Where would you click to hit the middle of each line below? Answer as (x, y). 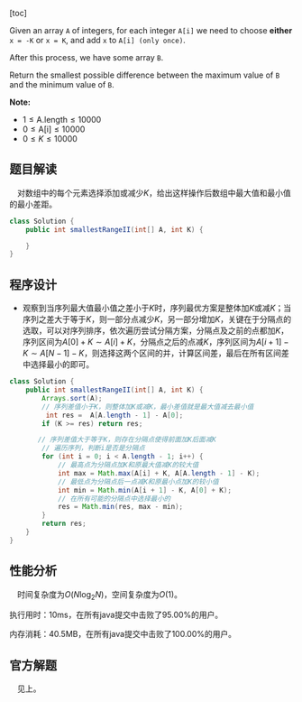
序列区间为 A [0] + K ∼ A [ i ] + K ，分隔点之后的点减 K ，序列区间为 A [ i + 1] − (156, 342)
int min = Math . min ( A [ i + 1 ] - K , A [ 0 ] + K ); (145, 490)
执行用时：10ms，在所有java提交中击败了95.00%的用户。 (116, 615)
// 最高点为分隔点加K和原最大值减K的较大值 (128, 465)
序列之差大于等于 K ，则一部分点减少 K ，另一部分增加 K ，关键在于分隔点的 (157, 319)
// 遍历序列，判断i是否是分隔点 (94, 448)
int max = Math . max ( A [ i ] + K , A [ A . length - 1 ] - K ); (159, 473)
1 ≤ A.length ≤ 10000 (62, 120)
